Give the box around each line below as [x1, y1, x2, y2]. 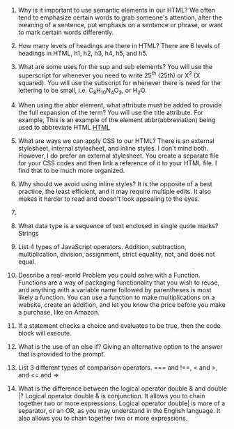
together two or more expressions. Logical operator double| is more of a [17, 399, 226, 407]
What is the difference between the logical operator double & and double [17, 384, 227, 393]
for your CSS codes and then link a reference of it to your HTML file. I [17, 159, 217, 167]
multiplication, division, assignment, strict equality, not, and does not [17, 250, 215, 259]
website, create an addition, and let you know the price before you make [17, 301, 226, 309]
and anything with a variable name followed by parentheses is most [17, 286, 212, 294]
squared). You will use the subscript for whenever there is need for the [17, 78, 221, 86]
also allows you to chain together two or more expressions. [17, 414, 188, 423]
